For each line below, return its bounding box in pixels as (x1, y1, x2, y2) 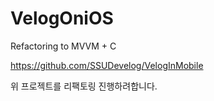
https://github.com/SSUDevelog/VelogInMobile (10, 59, 204, 71)
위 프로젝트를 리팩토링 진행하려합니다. (10, 80, 158, 92)
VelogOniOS (10, 7, 114, 30)
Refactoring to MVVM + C (10, 40, 117, 52)
